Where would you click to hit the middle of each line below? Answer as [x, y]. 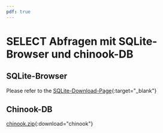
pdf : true [19, 12]
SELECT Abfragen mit [61, 41]
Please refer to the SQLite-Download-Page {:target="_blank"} [81, 90]
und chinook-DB [92, 54]
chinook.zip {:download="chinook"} [50, 124]
